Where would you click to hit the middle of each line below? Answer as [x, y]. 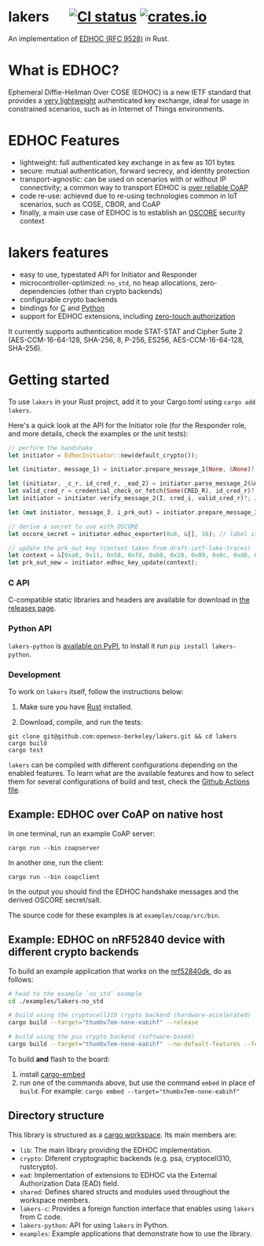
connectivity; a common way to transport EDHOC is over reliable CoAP [134, 187]
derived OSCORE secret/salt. [55, 899]
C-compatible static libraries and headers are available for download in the [129, 600]
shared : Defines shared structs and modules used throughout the [125, 1192]
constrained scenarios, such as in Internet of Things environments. [117, 108]
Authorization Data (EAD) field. [69, 1183]
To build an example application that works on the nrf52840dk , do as [120, 971]
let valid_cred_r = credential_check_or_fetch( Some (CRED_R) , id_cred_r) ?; [133, 491]
